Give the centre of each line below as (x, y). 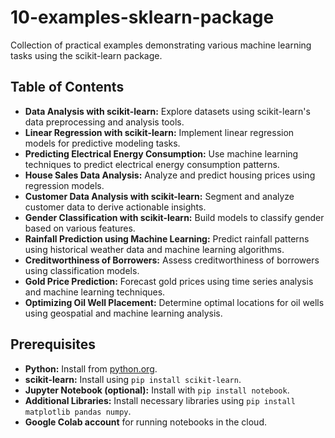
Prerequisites (53, 344)
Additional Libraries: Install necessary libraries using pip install (160, 400)
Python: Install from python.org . (91, 368)
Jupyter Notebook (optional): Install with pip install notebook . (157, 390)
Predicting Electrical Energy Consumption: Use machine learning (161, 153)
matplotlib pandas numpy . (78, 411)
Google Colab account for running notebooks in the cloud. (145, 422)
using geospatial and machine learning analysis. (123, 313)
